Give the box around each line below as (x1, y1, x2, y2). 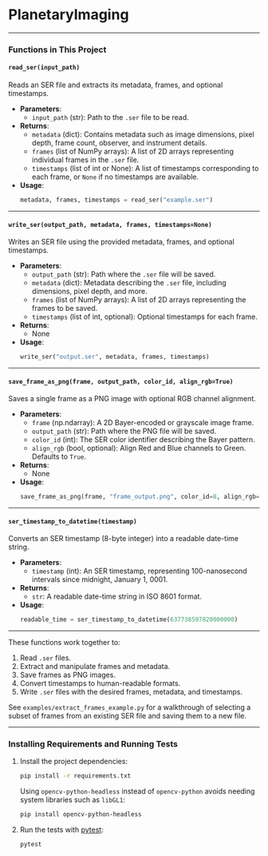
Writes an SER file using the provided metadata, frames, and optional (8, 237, 235, 247)
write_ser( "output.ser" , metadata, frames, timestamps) (19, 353, 210, 361)
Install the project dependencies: (19, 757, 128, 766)
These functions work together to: (8, 638, 121, 647)
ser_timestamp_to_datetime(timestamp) (8, 517, 137, 525)
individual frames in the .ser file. (31, 155, 140, 165)
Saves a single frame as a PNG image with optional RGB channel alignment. (8, 394, 257, 404)
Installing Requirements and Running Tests (8, 739, 178, 750)
